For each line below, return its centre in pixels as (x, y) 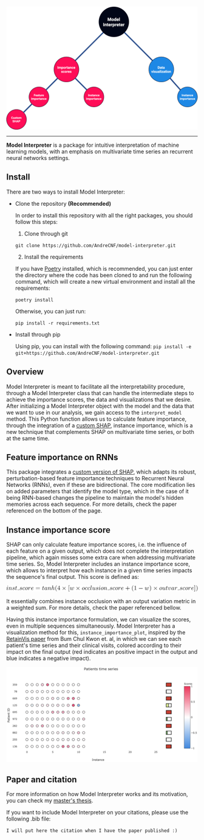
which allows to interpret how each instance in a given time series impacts (99, 570)
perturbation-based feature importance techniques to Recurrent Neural (95, 478)
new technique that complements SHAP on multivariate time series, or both (100, 432)
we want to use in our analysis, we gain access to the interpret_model (94, 412)
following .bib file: (29, 819)
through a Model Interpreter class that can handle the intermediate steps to (100, 393)
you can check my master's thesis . (50, 800)
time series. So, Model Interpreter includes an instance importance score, (98, 564)
